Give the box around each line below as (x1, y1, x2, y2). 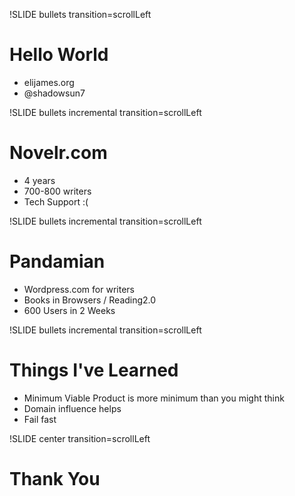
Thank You (9, 467, 101, 490)
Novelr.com (9, 142, 108, 164)
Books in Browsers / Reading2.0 (23, 294, 157, 306)
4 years (23, 174, 56, 186)
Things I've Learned (9, 359, 179, 381)
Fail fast (23, 413, 57, 425)
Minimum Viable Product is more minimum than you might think (23, 392, 285, 404)
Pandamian (9, 250, 106, 273)
